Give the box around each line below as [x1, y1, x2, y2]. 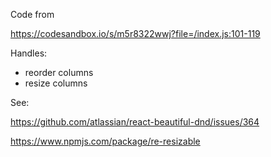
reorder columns [24, 67, 94, 78]
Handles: [10, 47, 48, 59]
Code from [10, 9, 55, 20]
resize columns [24, 77, 88, 89]
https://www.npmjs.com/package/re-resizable [10, 135, 201, 147]
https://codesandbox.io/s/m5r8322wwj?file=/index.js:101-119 [10, 28, 261, 39]
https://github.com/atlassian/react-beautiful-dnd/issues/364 [10, 116, 260, 128]
